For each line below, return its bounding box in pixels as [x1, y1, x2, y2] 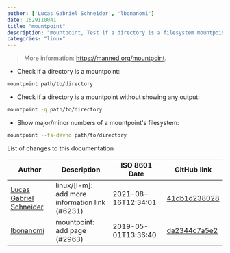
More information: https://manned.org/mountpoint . [23, 54, 167, 62]
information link [55, 198, 106, 207]
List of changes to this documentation [7, 144, 114, 152]
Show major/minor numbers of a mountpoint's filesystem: [16, 118, 179, 126]
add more [55, 189, 87, 198]
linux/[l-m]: [55, 181, 93, 190]
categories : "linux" [7, 36, 66, 42]
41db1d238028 [166, 193, 220, 202]
